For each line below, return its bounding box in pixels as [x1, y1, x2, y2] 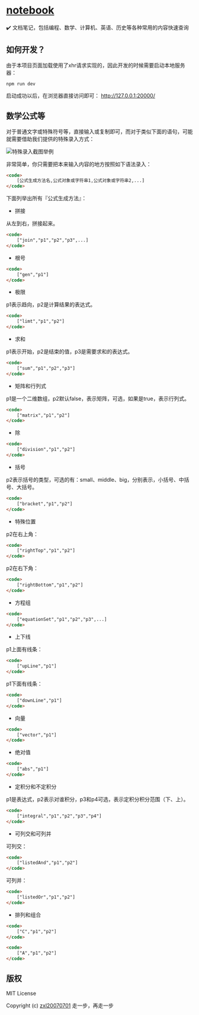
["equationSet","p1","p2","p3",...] [17, 616, 108, 622]
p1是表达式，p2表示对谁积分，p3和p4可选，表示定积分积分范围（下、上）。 [6, 795, 189, 803]
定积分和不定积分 [14, 783, 57, 790]
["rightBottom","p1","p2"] [17, 582, 84, 588]
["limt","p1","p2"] [17, 318, 65, 325]
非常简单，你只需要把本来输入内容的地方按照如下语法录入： [6, 161, 152, 168]
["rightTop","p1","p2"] [17, 547, 76, 554]
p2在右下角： [6, 565, 39, 572]
